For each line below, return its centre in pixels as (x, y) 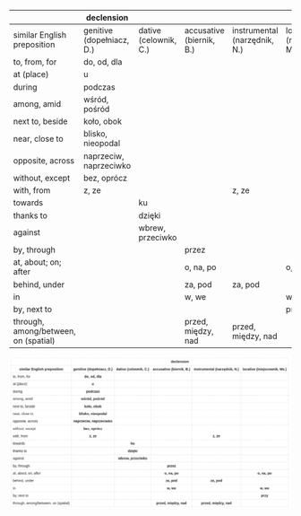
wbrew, (152, 227)
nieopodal (102, 144)
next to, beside (40, 121)
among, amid (37, 104)
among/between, (44, 331)
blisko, (95, 134)
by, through (34, 249)
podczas (99, 87)
